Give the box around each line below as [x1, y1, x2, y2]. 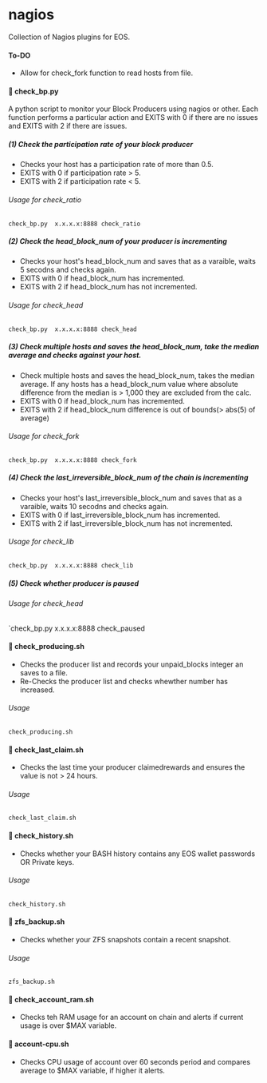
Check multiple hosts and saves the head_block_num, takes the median [19, 370, 255, 380]
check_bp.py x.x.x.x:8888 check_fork [8, 456, 137, 464]
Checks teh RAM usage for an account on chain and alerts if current [19, 1013, 244, 1022]
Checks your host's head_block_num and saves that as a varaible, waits [19, 257, 257, 266]
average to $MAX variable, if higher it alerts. [19, 1065, 166, 1075]
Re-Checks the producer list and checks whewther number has [19, 676, 229, 686]
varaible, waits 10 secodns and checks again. [19, 501, 169, 511]
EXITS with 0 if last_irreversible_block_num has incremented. [19, 510, 221, 520]
